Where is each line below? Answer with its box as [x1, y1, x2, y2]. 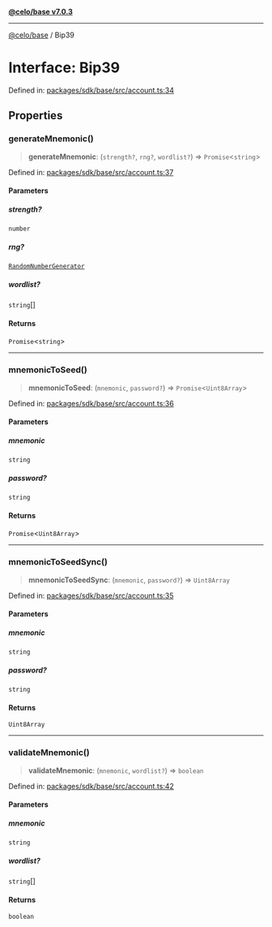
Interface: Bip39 [8, 58, 120, 77]
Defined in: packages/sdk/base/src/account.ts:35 [8, 590, 174, 600]
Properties [8, 109, 63, 122]
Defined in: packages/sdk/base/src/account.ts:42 [8, 781, 174, 791]
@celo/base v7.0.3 [8, 7, 73, 16]
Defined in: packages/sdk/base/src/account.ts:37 [8, 167, 174, 177]
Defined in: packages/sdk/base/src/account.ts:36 [8, 398, 174, 408]
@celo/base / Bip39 [8, 30, 75, 40]
